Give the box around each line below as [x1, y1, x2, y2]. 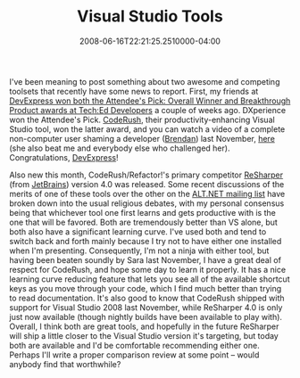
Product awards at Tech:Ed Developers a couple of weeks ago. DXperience [9, 104, 287, 115]
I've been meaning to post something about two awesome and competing [9, 76, 280, 86]
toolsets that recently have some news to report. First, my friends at [9, 86, 259, 96]
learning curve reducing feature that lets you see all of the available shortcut [9, 274, 290, 284]
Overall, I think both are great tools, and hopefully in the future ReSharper [9, 321, 279, 332]
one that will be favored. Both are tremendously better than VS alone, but [9, 217, 279, 227]
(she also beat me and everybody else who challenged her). [9, 143, 230, 153]
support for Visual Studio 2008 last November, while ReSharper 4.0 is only [9, 301, 283, 313]
